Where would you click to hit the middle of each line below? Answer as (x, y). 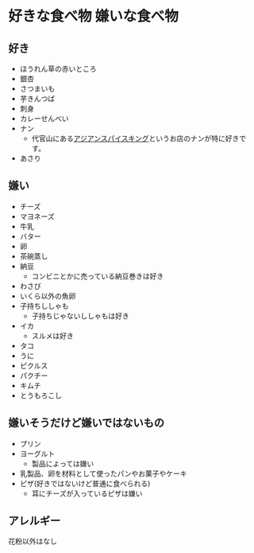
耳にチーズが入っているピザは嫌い (87, 493)
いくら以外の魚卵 (48, 296)
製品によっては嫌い (63, 463)
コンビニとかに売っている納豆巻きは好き (98, 276)
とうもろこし (40, 395)
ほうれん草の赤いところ (58, 69)
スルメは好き (52, 336)
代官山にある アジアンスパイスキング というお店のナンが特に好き (135, 138)
